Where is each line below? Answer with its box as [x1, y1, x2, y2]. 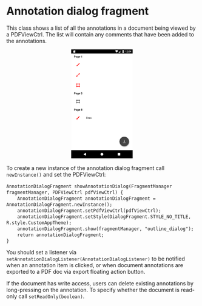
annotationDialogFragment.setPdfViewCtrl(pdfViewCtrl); [17, 208, 162, 214]
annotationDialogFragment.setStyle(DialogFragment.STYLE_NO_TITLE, [17, 214, 191, 220]
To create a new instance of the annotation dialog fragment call [6, 164, 165, 171]
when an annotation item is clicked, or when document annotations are [6, 261, 184, 268]
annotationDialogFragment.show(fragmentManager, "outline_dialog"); [17, 226, 194, 232]
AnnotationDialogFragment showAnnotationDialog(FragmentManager [6, 183, 172, 189]
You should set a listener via [6, 248, 77, 256]
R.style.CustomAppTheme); [6, 220, 72, 226]
